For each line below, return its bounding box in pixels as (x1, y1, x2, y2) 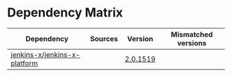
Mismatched (171, 30, 213, 39)
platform (10, 58, 38, 68)
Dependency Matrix (7, 5, 123, 21)
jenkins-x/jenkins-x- (10, 49, 81, 59)
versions (177, 38, 207, 47)
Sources (90, 34, 119, 43)
